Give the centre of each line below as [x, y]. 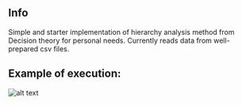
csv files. [55, 49]
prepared [23, 49]
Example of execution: [65, 74]
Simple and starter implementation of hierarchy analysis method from [121, 32]
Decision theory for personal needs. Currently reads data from [110, 40]
